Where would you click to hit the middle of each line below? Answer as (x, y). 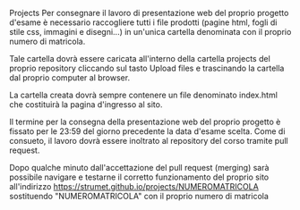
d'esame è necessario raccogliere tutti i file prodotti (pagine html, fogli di (143, 22)
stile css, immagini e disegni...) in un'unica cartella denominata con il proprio (150, 32)
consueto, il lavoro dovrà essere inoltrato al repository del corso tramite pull (149, 141)
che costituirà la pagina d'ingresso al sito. (86, 105)
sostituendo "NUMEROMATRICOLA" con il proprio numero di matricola (139, 196)
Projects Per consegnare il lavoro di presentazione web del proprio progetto (149, 13)
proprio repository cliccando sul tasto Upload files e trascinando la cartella (147, 68)
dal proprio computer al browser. (70, 78)
